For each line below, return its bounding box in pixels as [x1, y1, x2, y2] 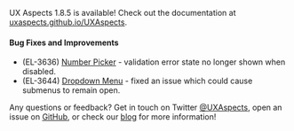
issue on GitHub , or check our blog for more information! [9, 112, 217, 122]
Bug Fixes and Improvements [9, 37, 119, 48]
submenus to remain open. [21, 85, 121, 96]
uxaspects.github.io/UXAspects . [9, 17, 127, 27]
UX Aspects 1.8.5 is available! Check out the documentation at [9, 8, 236, 18]
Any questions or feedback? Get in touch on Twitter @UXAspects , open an [9, 102, 282, 113]
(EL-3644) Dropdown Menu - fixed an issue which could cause [21, 75, 253, 87]
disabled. [21, 66, 56, 77]
